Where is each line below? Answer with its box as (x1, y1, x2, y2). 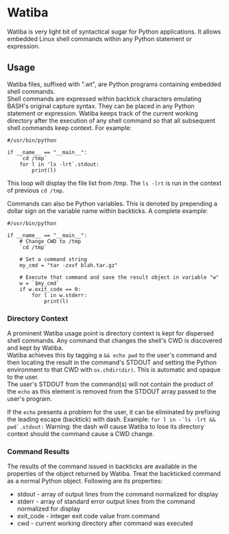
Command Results (7, 446, 70, 456)
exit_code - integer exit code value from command (16, 512, 160, 520)
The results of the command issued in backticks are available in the (7, 462, 197, 470)
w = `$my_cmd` (19, 279, 60, 287)
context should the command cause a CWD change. (7, 430, 154, 438)
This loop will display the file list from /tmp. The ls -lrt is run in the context (7, 179, 221, 187)
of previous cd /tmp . (7, 186, 64, 194)
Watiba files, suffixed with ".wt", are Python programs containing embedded (7, 80, 221, 88)
